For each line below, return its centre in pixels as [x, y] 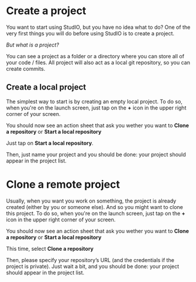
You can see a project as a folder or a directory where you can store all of [95, 56]
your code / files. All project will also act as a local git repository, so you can [98, 62]
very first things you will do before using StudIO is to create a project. [90, 33]
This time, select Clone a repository [50, 248]
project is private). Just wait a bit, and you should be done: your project [93, 266]
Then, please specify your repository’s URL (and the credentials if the [90, 260]
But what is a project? [33, 45]
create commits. [26, 68]
